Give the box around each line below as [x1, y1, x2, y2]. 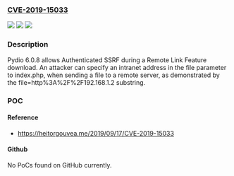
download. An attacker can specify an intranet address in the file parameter [7, 63, 227, 71]
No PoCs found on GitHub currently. [7, 160, 112, 169]
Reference [7, 113, 39, 122]
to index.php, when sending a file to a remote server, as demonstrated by [7, 71, 220, 79]
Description [7, 40, 49, 49]
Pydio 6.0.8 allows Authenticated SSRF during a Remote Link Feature [7, 55, 207, 64]
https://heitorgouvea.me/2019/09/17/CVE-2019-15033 [17, 129, 175, 137]
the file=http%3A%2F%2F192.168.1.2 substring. [7, 78, 146, 86]
